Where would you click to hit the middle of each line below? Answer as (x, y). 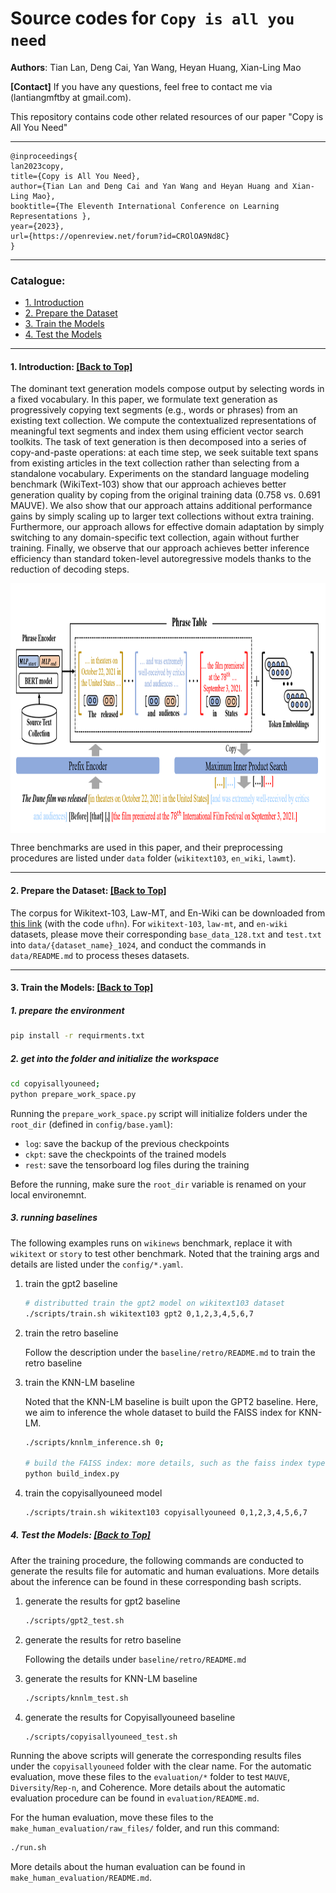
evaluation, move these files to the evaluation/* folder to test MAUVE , (150, 1777)
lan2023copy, (37, 166)
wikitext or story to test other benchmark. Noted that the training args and (165, 1253)
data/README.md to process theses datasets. (100, 955)
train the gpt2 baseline (71, 1283)
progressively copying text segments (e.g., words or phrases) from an (154, 410)
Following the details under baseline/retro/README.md (135, 1659)
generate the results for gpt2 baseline (102, 1601)
